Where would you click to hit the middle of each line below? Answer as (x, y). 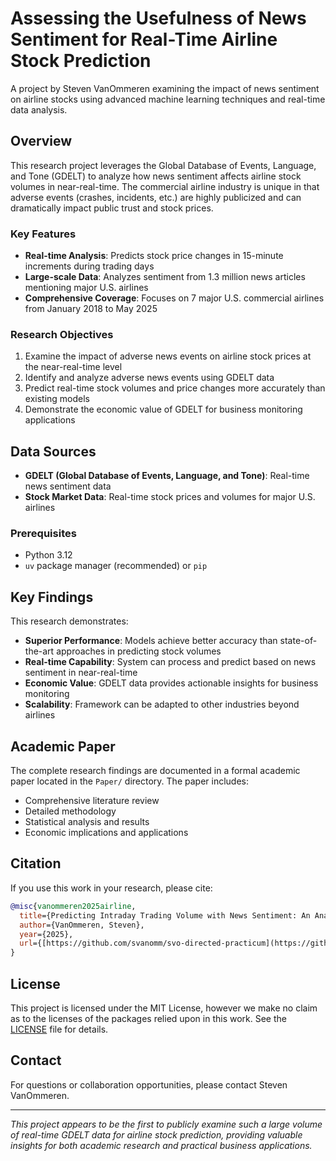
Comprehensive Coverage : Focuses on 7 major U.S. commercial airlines (174, 298)
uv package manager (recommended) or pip (116, 566)
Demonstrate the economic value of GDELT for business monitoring (163, 409)
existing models (57, 399)
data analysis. (39, 109)
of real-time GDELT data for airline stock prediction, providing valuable (156, 1134)
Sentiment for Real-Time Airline (144, 39)
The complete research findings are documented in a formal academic (155, 771)
